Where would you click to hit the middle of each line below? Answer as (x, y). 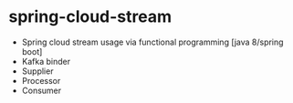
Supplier (37, 71)
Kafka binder (46, 61)
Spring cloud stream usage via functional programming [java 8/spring (152, 42)
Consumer (42, 90)
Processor (41, 80)
